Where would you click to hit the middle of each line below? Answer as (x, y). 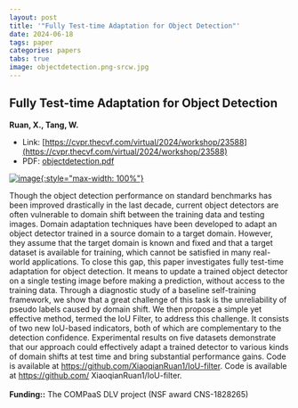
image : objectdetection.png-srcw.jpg (79, 68)
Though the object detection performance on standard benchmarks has (141, 195)
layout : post (33, 17)
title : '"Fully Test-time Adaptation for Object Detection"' (125, 26)
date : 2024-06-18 (41, 34)
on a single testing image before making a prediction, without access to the (147, 281)
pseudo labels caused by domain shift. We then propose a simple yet (136, 309)
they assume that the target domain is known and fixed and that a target (141, 242)
